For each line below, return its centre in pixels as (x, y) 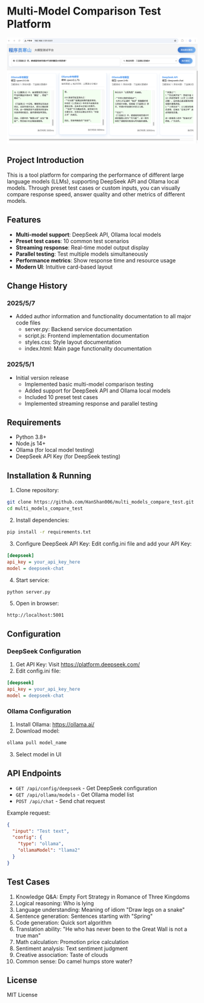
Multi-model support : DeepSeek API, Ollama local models (88, 234)
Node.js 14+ (31, 443)
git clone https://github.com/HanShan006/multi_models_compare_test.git (100, 502)
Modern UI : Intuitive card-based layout (64, 267)
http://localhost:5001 (35, 615)
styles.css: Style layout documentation (73, 342)
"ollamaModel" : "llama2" (49, 851)
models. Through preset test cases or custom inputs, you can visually (94, 188)
